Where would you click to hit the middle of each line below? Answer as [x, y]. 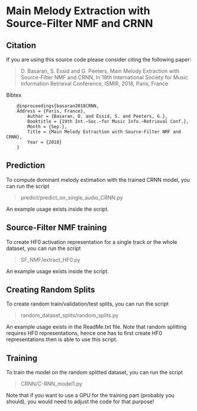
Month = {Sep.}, [47, 127]
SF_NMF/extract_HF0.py [51, 259]
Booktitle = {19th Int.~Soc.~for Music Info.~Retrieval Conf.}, [108, 121]
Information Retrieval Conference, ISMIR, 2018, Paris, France [94, 84]
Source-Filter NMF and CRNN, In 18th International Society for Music [104, 77]
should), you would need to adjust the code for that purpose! [80, 402]
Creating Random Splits [51, 290]
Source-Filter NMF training [56, 228]
